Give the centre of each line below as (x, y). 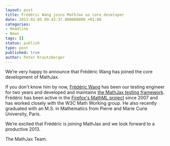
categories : (18, 24)
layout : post (19, 10)
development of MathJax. (32, 77)
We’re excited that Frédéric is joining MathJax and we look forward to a (80, 124)
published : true (22, 52)
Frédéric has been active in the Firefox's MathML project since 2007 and (82, 98)
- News (12, 34)
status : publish (22, 43)
